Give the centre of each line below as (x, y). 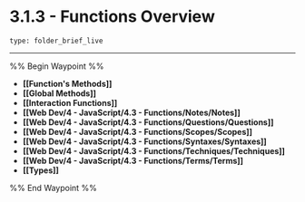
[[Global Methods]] (59, 93)
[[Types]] (40, 170)
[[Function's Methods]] (67, 83)
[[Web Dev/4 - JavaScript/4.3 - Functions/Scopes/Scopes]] (137, 131)
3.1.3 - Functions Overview (112, 17)
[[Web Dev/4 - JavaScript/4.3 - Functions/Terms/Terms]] (133, 160)
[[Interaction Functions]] (70, 102)
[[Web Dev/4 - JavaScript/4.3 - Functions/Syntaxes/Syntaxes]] (145, 141)
